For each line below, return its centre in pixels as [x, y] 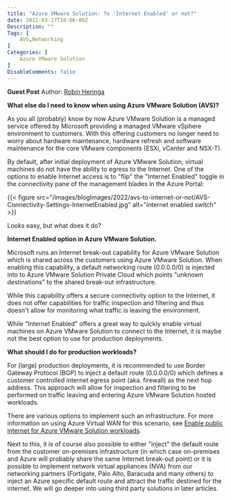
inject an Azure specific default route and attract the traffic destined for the [114, 481]
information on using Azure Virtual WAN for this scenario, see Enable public [115, 423]
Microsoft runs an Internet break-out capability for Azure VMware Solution [113, 252]
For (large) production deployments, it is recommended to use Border [106, 365]
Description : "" [31, 26]
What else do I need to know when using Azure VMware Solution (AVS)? [113, 105]
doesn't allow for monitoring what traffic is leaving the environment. [104, 310]
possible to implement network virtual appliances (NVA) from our [100, 466]
